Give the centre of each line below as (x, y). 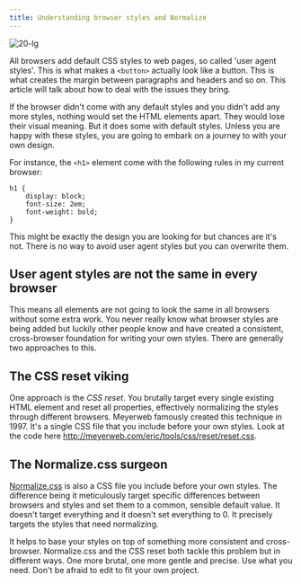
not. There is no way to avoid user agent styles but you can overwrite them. (149, 246)
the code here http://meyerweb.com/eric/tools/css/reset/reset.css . (133, 436)
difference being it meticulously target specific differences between (135, 496)
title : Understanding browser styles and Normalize (108, 18)
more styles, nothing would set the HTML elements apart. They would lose (147, 116)
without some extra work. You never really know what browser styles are (144, 319)
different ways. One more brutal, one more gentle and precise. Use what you (151, 561)
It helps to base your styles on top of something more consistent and (137, 542)
